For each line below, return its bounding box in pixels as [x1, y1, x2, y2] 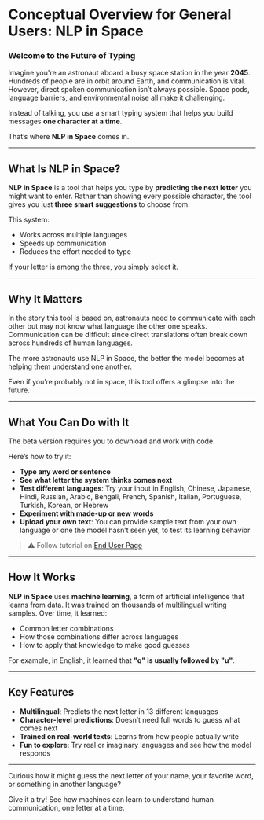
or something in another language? [8, 779, 122, 789]
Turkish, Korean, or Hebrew [19, 500, 109, 509]
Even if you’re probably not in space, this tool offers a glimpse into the [8, 377, 235, 387]
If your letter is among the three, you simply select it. [8, 262, 179, 272]
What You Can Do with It [8, 415, 130, 429]
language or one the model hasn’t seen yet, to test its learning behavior [19, 525, 251, 535]
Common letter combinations [19, 623, 114, 633]
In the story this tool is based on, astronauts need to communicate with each [8, 313, 256, 323]
